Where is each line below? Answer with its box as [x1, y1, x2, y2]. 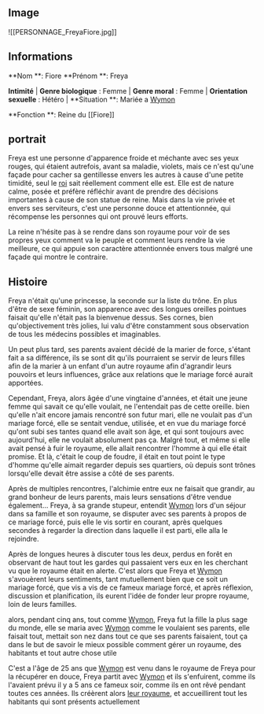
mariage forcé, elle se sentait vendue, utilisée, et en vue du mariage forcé [8, 419, 247, 428]
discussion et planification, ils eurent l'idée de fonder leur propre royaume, [8, 591, 250, 601]
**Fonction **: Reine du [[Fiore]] [8, 109, 115, 119]
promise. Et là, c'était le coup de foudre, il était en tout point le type [8, 452, 225, 461]
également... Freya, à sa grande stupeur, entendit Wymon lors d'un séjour [8, 501, 247, 510]
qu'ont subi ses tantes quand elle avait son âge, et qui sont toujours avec [8, 427, 245, 436]
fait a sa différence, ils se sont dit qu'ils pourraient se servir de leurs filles [8, 353, 245, 363]
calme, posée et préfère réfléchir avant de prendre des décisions [8, 187, 218, 196]
